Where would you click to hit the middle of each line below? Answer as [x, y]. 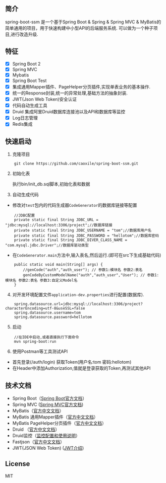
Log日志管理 [25, 118]
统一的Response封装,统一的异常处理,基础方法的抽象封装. [70, 93]
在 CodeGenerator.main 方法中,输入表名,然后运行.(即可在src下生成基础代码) [87, 255]
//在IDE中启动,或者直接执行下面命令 [47, 337]
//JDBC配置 [25, 216]
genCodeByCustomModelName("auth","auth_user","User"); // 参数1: [91, 275]
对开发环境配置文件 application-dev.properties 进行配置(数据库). [78, 295]
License [18, 464]
